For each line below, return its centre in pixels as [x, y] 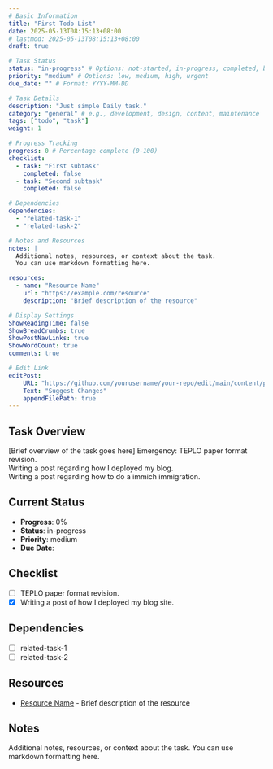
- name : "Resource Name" [58, 286]
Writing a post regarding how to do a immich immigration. [104, 477]
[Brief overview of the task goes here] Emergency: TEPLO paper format [128, 451]
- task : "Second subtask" [60, 181]
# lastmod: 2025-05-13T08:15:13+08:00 [74, 39]
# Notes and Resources [47, 241]
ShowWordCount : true [43, 346]
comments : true [34, 354]
